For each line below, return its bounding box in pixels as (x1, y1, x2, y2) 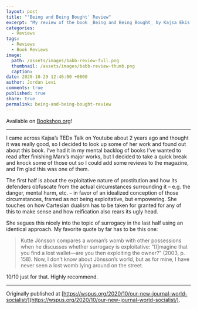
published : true (6, 90, 46, 96)
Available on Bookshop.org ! (6, 117, 73, 124)
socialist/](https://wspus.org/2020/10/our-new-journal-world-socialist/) (6, 296, 179, 303)
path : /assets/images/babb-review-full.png (11, 57, 119, 63)
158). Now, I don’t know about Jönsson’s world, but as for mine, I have (20, 256, 189, 263)
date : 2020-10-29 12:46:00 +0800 (6, 74, 88, 80)
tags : (6, 36, 19, 42)
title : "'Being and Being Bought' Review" (6, 14, 111, 20)
